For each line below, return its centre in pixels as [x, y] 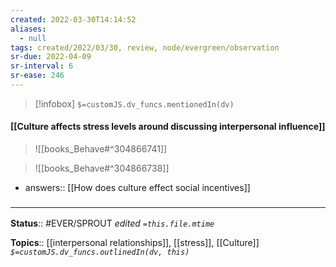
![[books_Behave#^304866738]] [102, 168]
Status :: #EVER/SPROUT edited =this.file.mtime [112, 223]
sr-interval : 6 [42, 66]
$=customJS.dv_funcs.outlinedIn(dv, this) [100, 252]
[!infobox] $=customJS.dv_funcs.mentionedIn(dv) [134, 103]
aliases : [28, 29]
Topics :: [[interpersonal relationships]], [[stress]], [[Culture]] [135, 243]
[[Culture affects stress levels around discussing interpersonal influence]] [168, 127]
